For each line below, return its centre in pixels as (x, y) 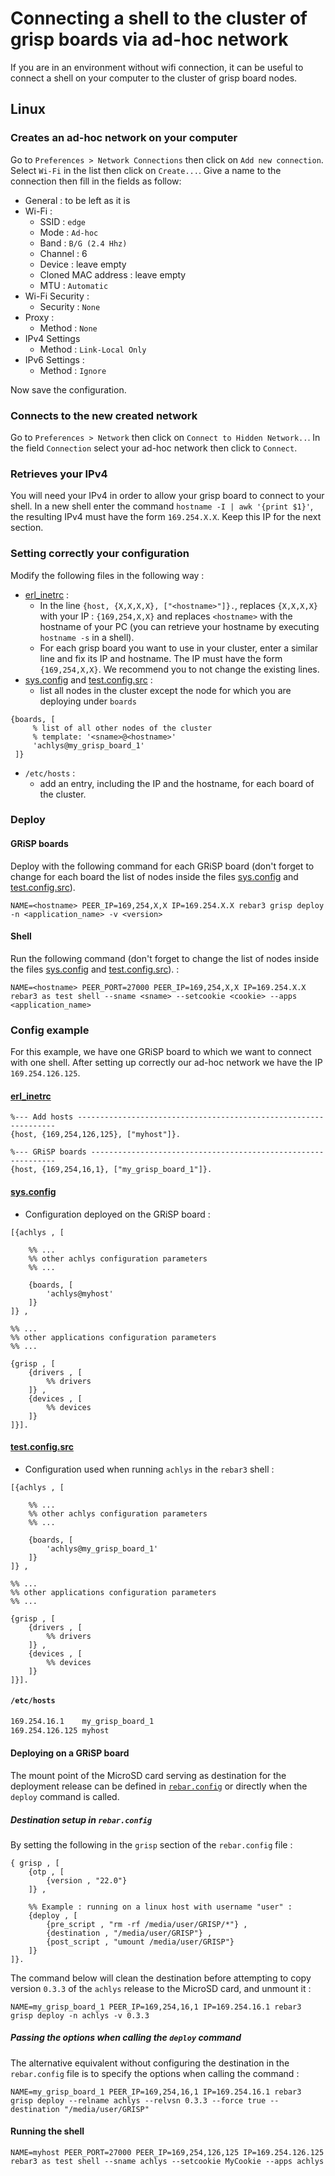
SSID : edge (62, 221)
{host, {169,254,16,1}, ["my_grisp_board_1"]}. (111, 1170)
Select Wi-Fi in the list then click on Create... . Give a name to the (146, 170)
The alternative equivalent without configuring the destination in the (150, 2063)
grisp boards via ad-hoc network (149, 39)
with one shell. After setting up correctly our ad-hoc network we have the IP (166, 1063)
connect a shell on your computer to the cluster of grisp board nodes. (154, 78)
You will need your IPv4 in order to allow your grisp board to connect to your (167, 496)
